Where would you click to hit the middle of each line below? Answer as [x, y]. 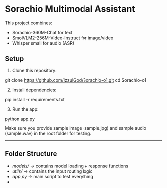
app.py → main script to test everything [53, 176]
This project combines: [29, 23]
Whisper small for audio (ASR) [43, 43]
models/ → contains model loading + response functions [70, 166]
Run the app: [25, 109]
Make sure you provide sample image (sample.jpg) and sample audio [76, 128]
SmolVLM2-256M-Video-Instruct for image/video [63, 38]
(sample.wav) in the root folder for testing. [48, 133]
